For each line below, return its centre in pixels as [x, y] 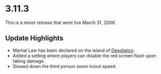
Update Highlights [34, 38]
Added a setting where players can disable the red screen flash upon [84, 55]
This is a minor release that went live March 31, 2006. [61, 22]
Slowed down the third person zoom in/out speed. [65, 66]
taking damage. [29, 61]
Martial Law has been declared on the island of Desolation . [74, 50]
